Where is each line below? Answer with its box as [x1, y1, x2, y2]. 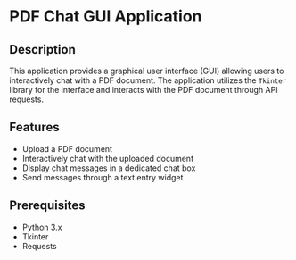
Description [9, 42, 76, 57]
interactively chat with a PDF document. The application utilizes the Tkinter [9, 75, 287, 86]
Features [9, 120, 60, 135]
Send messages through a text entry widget [21, 172, 184, 182]
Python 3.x [21, 222, 62, 232]
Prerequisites [9, 198, 86, 214]
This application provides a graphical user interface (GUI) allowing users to [9, 65, 284, 76]
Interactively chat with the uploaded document [21, 153, 194, 164]
